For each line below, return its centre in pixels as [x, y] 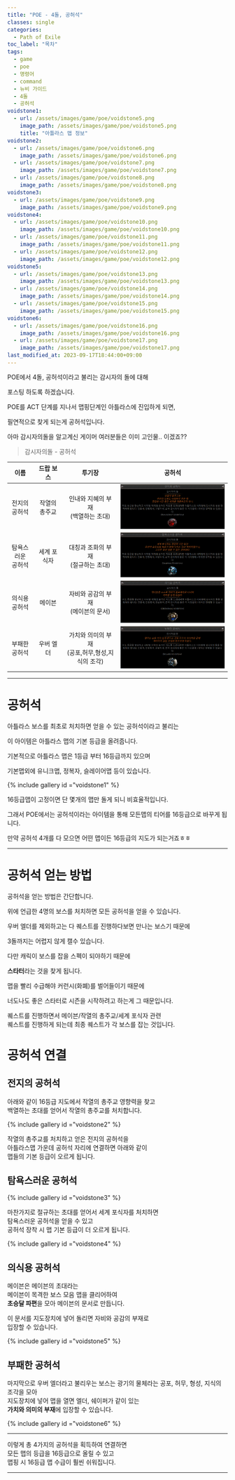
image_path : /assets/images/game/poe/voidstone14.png [100, 296]
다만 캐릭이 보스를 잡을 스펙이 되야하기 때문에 [69, 956]
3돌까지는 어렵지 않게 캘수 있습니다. [56, 941]
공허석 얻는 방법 [50, 875]
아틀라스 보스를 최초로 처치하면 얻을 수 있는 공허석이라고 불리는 [93, 726]
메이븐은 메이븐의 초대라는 [43, 1286]
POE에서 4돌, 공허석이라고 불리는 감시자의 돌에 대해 [78, 377]
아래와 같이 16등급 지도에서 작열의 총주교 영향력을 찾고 [81, 1101]
